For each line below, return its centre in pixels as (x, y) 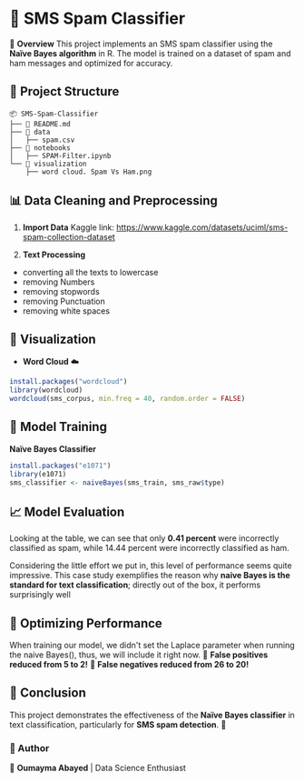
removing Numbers (59, 282)
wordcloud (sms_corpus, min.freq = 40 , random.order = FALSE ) (127, 399)
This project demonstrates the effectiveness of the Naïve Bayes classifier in (152, 715)
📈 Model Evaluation (67, 511)
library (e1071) (38, 474)
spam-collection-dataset (69, 236)
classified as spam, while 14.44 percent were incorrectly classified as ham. (150, 548)
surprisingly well (40, 595)
